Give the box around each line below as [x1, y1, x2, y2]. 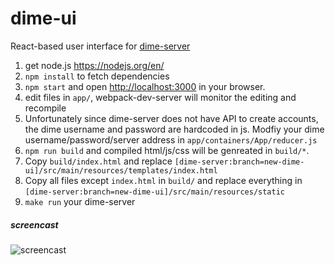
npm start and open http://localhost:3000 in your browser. [24, 80, 266, 92]
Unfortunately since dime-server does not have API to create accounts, [24, 112, 319, 124]
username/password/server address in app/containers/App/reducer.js [24, 133, 318, 146]
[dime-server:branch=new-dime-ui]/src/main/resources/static [24, 187, 286, 197]
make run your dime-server [24, 195, 136, 207]
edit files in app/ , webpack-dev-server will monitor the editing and [24, 91, 297, 103]
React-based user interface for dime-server [10, 40, 191, 52]
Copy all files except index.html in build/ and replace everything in [24, 174, 303, 186]
